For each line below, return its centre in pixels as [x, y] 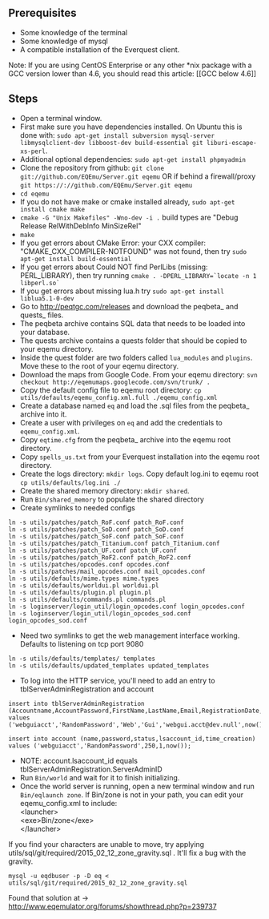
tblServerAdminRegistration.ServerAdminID [91, 769]
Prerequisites [42, 13]
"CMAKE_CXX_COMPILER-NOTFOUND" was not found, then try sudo [133, 251]
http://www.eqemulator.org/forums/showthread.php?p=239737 [113, 906]
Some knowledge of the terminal [74, 32]
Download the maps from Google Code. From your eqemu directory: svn [139, 374]
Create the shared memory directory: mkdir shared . [104, 490]
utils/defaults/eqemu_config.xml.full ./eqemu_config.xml [118, 397]
